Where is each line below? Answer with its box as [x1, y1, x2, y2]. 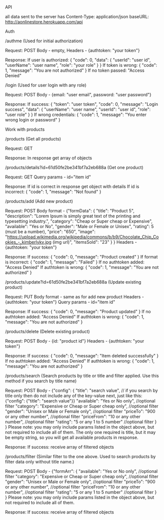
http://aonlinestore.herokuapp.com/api [5, 19, 83, 25]
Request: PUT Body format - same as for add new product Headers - [5, 294, 144, 299]
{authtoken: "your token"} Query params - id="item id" [5, 299, 116, 305]
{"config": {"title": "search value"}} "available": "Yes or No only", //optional [5, 398, 156, 404]
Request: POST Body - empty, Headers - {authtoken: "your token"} [5, 48, 140, 53]
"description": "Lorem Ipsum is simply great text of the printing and [5, 213, 141, 219]
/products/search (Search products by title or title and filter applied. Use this [5, 373, 159, 378]
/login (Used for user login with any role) [5, 82, 87, 88]
